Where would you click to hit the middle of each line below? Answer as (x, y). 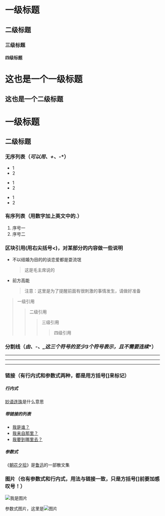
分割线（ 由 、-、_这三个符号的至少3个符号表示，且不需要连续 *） (81, 347)
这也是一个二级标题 (34, 99)
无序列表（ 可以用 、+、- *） (37, 157)
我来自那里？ (25, 433)
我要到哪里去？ (27, 440)
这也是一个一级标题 (44, 79)
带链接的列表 (18, 414)
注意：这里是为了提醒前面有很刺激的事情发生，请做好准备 (82, 291)
